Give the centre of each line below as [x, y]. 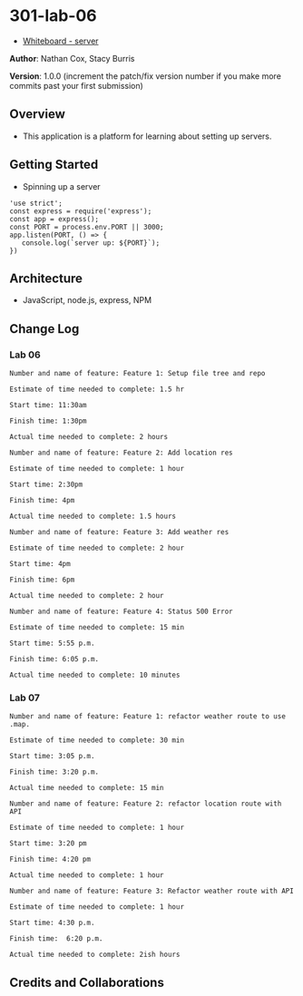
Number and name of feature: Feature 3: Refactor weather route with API [152, 891]
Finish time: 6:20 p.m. [56, 939]
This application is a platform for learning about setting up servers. [147, 136]
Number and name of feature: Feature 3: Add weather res [119, 532]
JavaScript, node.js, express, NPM [87, 300]
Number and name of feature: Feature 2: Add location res [121, 453]
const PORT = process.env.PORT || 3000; [87, 227]
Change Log [44, 329]
